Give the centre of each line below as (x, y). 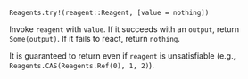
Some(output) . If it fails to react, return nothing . (95, 39)
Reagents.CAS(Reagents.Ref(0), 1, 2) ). (82, 65)
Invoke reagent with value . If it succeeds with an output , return (124, 29)
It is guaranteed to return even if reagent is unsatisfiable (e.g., (123, 56)
